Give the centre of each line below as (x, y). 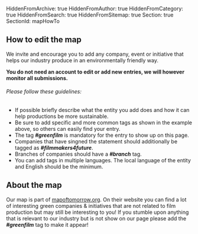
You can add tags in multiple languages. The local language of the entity (103, 161)
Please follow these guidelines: (44, 92)
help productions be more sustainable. (61, 116)
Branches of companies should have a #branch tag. (78, 154)
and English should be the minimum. (59, 167)
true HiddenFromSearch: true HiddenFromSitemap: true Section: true (90, 15)
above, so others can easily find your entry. (67, 129)
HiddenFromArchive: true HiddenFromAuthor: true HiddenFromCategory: (95, 9)
